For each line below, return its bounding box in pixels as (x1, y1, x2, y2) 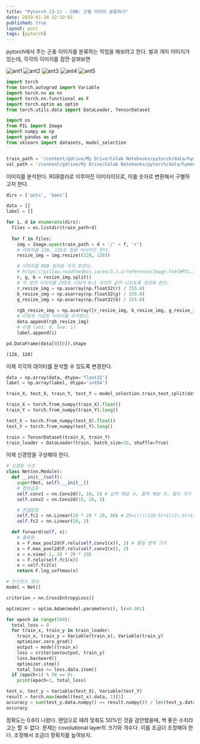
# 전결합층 (17, 507, 39, 513)
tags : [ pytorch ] (6, 31, 46, 37)
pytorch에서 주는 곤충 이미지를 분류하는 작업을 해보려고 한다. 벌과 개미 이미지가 (6, 48, 190, 55)
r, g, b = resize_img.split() (17, 274, 92, 280)
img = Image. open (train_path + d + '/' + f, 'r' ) (17, 241, 143, 248)
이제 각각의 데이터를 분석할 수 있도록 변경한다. (6, 362, 113, 370)
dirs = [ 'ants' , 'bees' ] (6, 192, 68, 198)
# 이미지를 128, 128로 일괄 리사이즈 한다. (17, 247, 110, 253)
